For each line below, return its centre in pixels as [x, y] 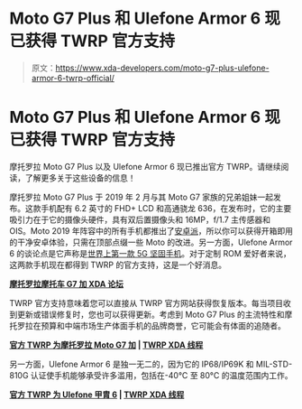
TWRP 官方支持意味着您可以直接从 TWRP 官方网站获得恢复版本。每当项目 [146, 302]
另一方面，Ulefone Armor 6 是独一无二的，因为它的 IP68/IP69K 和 [132, 364]
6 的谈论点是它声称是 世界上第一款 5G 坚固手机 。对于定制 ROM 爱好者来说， [150, 253]
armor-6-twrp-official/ [73, 78]
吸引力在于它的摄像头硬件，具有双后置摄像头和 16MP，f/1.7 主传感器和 [140, 219]
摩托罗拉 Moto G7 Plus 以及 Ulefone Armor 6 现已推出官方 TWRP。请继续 [145, 166]
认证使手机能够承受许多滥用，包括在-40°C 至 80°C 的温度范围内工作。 [161, 375]
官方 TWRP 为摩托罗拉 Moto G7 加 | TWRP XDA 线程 [106, 345]
